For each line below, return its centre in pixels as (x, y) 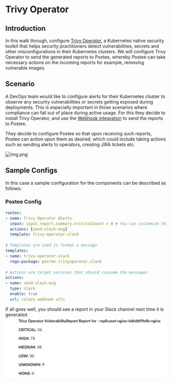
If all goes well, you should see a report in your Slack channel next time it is (84, 309)
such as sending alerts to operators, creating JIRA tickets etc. (70, 144)
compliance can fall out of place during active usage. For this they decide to (85, 113)
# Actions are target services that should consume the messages (76, 272)
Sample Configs (31, 170)
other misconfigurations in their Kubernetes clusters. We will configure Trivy (85, 52)
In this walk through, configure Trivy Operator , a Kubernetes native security (85, 41)
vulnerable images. (25, 68)
